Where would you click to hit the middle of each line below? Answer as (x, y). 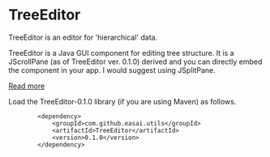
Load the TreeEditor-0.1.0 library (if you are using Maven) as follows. (122, 101)
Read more (27, 86)
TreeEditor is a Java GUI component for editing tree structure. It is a (121, 53)
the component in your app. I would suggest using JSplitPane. (112, 70)
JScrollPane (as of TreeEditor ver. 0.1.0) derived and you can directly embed (135, 62)
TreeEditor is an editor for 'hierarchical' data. (83, 37)
